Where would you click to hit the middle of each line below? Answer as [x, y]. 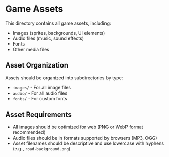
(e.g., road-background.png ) [41, 148]
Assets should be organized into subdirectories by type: [64, 78]
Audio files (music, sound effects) [48, 38]
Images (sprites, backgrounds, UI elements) [59, 33]
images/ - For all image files [41, 87]
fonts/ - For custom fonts [40, 98]
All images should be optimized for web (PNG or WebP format [78, 127]
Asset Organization [37, 65]
